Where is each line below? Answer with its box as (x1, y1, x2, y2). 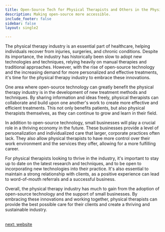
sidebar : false (5, 21, 36, 26)
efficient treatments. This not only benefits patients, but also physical (5, 105, 145, 111)
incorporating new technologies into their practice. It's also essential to (5, 166, 149, 172)
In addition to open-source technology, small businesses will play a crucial (5, 120, 156, 126)
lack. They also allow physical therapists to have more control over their (5, 136, 150, 142)
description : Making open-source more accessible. (5, 12, 111, 17)
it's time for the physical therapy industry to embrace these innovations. (5, 75, 151, 81)
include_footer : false (5, 16, 52, 21)
